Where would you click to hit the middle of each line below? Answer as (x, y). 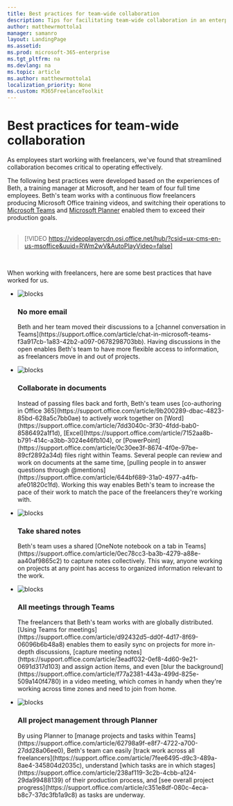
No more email (42, 312)
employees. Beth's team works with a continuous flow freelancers (102, 196)
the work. (31, 576)
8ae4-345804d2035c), (51, 765)
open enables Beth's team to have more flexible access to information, (118, 349)
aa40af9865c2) (40, 560)
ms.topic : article (34, 72)
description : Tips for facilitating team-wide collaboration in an (107, 20)
